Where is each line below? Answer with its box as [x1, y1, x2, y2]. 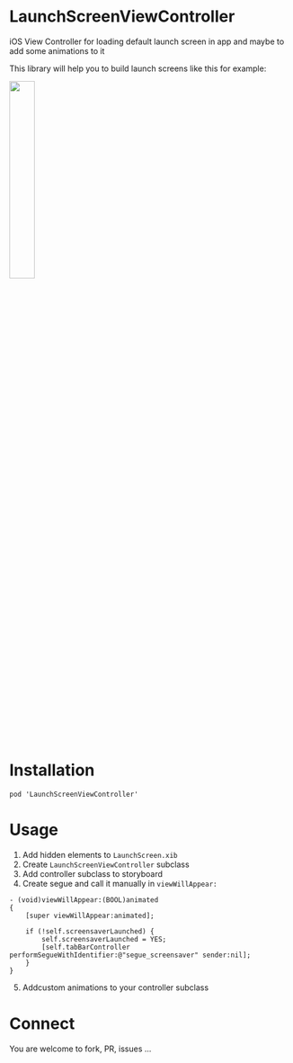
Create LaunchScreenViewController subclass [22, 859, 191, 870]
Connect [9, 1014, 75, 1033]
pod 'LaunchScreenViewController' [9, 790, 139, 799]
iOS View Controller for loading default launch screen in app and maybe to [9, 36, 285, 47]
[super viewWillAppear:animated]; [25, 911, 155, 920]
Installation [9, 760, 95, 781]
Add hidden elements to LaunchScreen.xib [22, 849, 178, 860]
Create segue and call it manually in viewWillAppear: [22, 878, 218, 889]
